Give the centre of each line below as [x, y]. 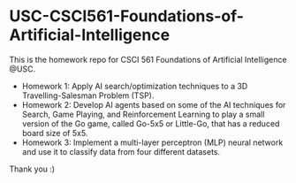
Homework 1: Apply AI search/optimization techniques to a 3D [135, 86]
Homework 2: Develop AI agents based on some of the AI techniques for [154, 104]
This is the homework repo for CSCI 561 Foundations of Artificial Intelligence [148, 59]
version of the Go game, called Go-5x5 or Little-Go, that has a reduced [151, 123]
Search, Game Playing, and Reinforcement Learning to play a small [143, 114]
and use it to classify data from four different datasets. [121, 151]
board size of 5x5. [55, 133]
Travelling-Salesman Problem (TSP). [88, 95]
